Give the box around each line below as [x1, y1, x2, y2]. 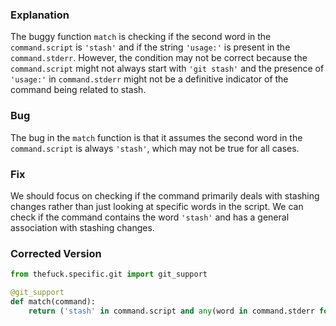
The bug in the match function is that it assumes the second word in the [10, 131, 303, 143]
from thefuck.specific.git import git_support [10, 269, 208, 280]
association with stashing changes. [10, 221, 155, 233]
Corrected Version [10, 246, 102, 260]
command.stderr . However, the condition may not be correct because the [10, 52, 308, 64]
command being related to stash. [10, 84, 147, 96]
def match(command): [10, 296, 97, 307]
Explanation [10, 8, 70, 22]
